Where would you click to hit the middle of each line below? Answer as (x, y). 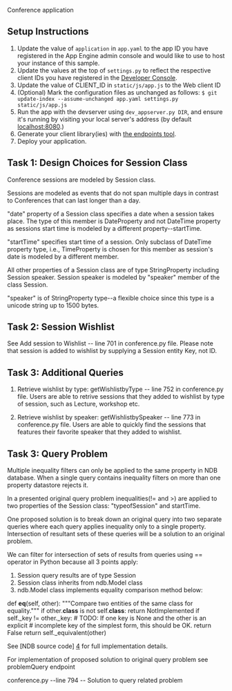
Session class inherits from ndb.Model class (80, 583)
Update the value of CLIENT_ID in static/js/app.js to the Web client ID (119, 85)
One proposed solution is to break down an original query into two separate (115, 519)
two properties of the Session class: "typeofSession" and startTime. (104, 506)
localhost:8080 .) (40, 126)
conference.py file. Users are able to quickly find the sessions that (112, 425)
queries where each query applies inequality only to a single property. (107, 527)
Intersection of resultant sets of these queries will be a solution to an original (116, 534)
